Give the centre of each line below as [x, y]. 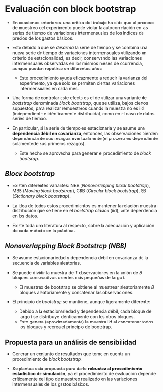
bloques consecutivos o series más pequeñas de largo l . [69, 277]
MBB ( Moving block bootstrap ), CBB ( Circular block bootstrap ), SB [79, 191]
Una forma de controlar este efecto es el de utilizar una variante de [80, 98]
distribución [24, 210]
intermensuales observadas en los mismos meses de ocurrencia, [77, 63]
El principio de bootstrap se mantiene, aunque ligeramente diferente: [81, 301]
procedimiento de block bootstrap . [47, 359]
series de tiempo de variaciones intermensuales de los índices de [78, 33]
